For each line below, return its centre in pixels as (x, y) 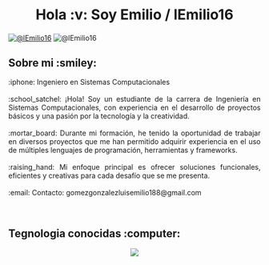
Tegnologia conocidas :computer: (94, 233)
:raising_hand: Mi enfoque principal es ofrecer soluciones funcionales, (134, 167)
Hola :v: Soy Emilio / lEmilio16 (134, 15)
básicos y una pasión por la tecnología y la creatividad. (99, 116)
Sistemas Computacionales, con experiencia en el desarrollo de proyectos (134, 108)
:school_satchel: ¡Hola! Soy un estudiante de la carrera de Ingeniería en (134, 99)
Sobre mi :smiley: (53, 63)
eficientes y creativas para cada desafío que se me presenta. (109, 176)
